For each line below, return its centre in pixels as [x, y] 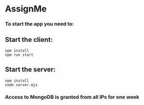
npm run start [19, 55]
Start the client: [29, 39]
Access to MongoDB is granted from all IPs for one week [72, 97]
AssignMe [26, 9]
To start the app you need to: [39, 24]
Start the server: [30, 70]
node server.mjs [21, 85]
